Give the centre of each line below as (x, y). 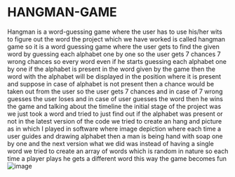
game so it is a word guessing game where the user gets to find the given (113, 46)
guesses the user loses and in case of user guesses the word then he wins (115, 98)
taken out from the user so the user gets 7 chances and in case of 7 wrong (115, 91)
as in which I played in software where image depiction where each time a (114, 129)
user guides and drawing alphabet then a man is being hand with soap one (115, 136)
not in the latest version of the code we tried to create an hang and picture (115, 121)
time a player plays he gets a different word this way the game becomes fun (117, 158)
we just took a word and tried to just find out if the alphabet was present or (115, 114)
